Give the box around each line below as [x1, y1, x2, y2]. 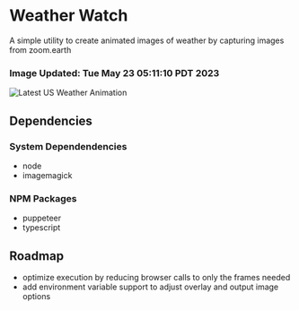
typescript [22, 222, 61, 233]
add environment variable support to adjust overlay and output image [22, 281, 279, 292]
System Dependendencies [9, 140, 128, 152]
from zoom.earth [9, 44, 72, 55]
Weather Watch [9, 5, 128, 26]
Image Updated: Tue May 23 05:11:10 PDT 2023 [9, 66, 220, 79]
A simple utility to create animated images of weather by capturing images [9, 35, 285, 46]
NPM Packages [9, 192, 77, 204]
